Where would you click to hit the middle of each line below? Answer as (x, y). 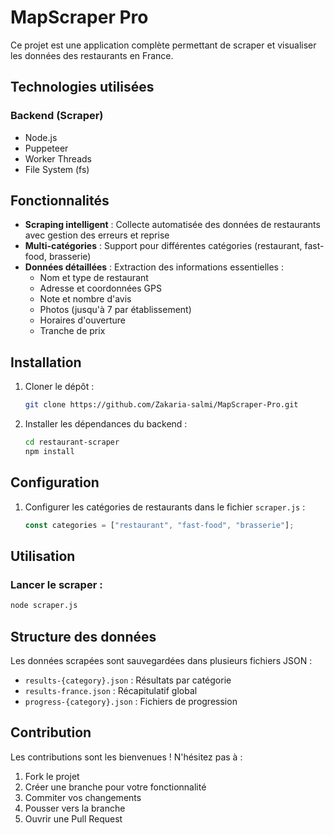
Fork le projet (52, 776)
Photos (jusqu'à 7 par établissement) (115, 310)
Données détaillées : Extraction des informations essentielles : (154, 267)
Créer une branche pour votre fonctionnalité (115, 787)
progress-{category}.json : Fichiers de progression (131, 701)
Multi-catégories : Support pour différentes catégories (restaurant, (163, 246)
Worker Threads (58, 158)
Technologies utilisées (82, 87)
